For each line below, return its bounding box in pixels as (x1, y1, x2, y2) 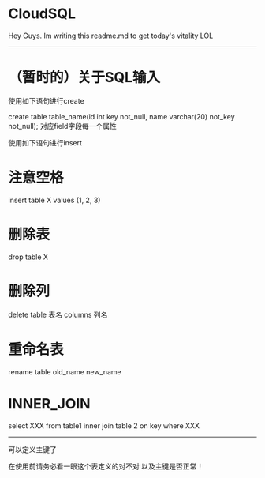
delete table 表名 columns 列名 (8, 310, 108, 319)
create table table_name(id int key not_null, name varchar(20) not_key (8, 111, 235, 121)
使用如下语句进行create (8, 96, 84, 105)
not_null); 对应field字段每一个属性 (8, 121, 117, 130)
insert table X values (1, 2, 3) (8, 195, 101, 205)
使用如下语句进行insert (8, 137, 83, 147)
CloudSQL (8, 5, 77, 23)
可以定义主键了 (8, 444, 57, 454)
